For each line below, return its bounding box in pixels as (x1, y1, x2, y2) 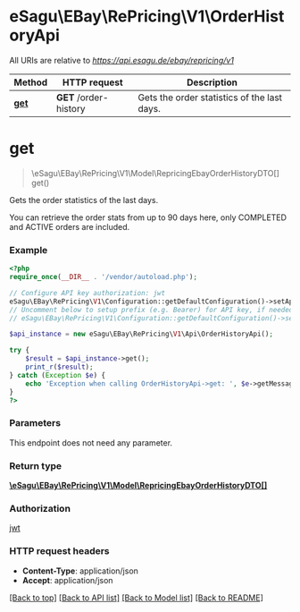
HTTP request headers (9, 545, 110, 557)
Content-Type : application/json (21, 565, 138, 576)
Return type (9, 459, 62, 472)
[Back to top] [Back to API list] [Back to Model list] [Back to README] (9, 592, 263, 603)
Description (186, 76, 238, 89)
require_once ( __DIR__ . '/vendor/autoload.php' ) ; (9, 273, 198, 282)
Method (13, 76, 48, 89)
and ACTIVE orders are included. (9, 221, 130, 232)
